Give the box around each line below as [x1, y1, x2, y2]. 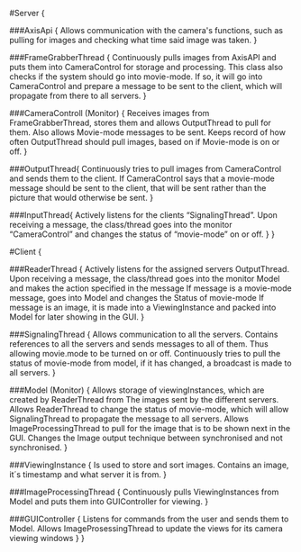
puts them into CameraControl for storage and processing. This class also [9, 62, 284, 72]
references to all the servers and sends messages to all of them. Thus [9, 339, 269, 349]
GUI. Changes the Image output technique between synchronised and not [9, 432, 284, 443]
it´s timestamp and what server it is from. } [9, 469, 168, 480]
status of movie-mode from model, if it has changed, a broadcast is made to [9, 357, 292, 368]
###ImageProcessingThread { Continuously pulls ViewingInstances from [9, 486, 279, 497]
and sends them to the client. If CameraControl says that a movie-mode [9, 173, 275, 184]
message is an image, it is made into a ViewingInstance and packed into [9, 302, 277, 312]
